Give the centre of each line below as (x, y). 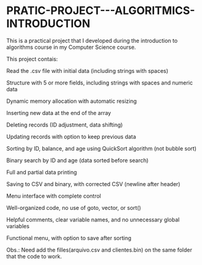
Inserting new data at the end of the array (59, 113)
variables (18, 226)
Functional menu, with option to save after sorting (69, 238)
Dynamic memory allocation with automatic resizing (72, 101)
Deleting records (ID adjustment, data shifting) (65, 125)
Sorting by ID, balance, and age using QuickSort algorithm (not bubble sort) (102, 148)
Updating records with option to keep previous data (71, 136)
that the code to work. (34, 256)
